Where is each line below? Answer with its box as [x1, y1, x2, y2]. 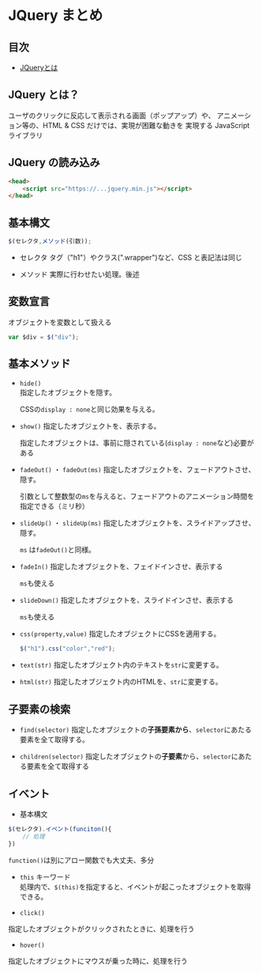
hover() [19, 941, 45, 949]
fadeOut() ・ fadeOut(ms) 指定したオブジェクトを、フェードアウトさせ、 [19, 465, 256, 475]
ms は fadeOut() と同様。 [19, 545, 96, 555]
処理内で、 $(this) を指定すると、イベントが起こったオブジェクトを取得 [19, 882, 251, 892]
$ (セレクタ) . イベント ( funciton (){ [8, 825, 112, 833]
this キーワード [19, 872, 71, 881]
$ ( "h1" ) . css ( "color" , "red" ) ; [19, 645, 116, 653]
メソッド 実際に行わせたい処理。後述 [19, 269, 140, 278]
